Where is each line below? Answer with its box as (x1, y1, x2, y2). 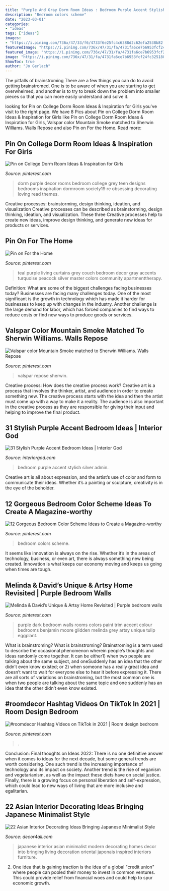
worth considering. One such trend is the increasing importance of (5, 761, 143, 767)
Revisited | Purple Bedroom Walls (5, 589, 112, 597)
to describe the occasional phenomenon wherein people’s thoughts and (5, 648, 154, 653)
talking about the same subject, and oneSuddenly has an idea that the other (5, 658, 162, 664)
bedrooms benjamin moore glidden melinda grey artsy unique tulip (17, 627, 155, 633)
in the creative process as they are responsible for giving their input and (5, 404, 154, 410)
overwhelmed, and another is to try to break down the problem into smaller (5, 88, 160, 94)
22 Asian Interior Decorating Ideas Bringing (5, 803, 144, 811)
